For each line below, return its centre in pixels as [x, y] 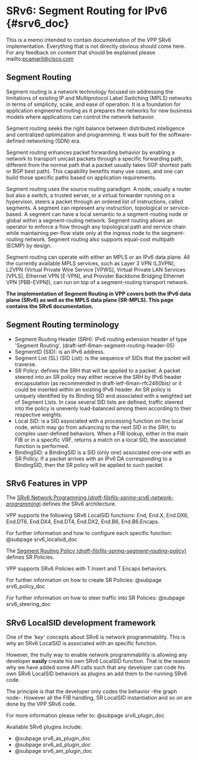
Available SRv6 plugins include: [44, 727]
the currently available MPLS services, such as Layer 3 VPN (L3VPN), [91, 263]
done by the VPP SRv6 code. [41, 704]
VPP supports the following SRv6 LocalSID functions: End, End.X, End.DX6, [98, 516]
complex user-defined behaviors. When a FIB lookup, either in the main [101, 433]
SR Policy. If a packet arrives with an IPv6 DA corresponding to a [93, 458]
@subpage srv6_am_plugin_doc [53, 751]
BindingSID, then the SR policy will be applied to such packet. [89, 465]
